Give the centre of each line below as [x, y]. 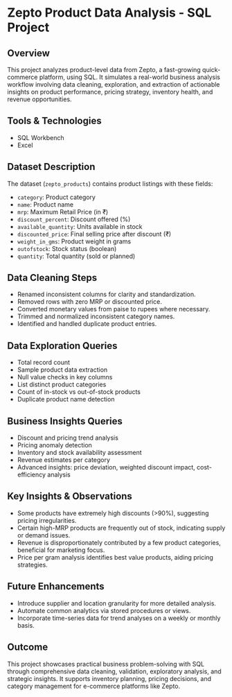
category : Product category [56, 197]
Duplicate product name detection [66, 399]
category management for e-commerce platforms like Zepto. [94, 686]
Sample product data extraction [62, 370]
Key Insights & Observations [70, 496]
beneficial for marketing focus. [61, 550]
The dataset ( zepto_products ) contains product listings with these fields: [110, 183]
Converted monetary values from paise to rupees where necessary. [114, 309]
